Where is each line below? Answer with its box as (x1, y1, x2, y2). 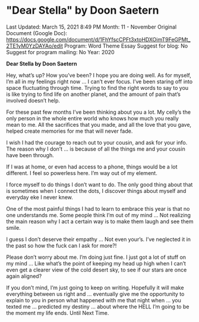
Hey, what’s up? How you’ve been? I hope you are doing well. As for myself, (6, 71, 191, 79)
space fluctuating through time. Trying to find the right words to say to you (6, 84, 189, 91)
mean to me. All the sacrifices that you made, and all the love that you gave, (6, 121, 192, 128)
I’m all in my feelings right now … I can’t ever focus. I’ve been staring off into (6, 78, 193, 85)
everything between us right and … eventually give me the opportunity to (6, 290, 185, 298)
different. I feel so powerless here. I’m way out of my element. (6, 169, 157, 176)
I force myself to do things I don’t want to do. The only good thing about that (6, 181, 193, 188)
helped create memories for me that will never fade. (6, 127, 133, 135)
